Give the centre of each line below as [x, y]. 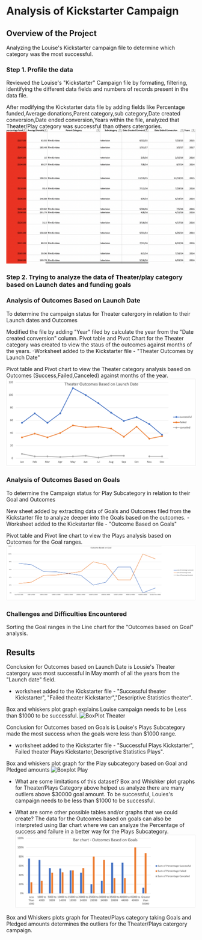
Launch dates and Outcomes [42, 320]
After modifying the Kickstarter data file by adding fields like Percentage [96, 107]
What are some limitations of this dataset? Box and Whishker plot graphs [105, 781]
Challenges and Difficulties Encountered [67, 613]
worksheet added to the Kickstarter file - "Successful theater [90, 691]
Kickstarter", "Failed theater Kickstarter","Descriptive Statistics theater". [104, 697]
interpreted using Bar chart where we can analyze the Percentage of [100, 825]
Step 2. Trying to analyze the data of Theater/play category [95, 277]
